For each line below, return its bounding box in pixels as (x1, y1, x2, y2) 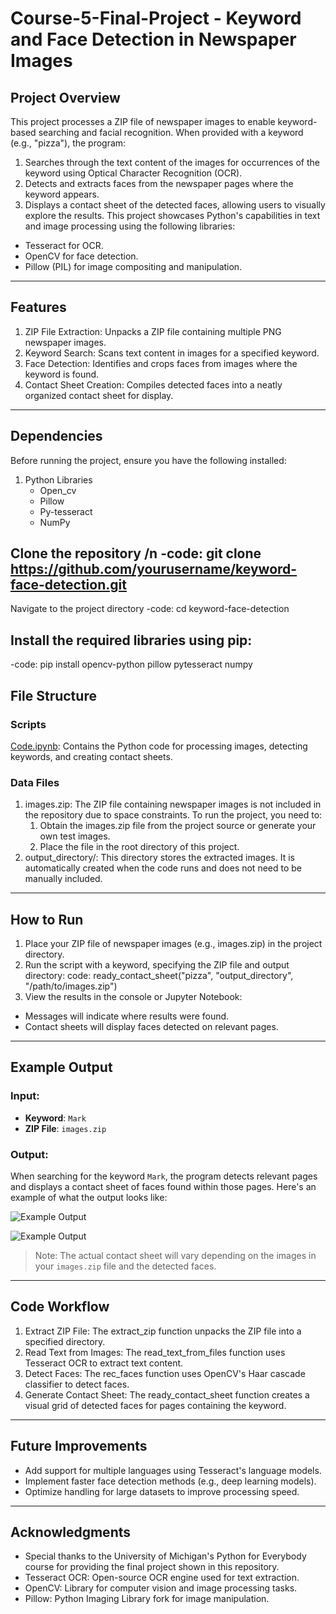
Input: (10, 1089, 40, 1103)
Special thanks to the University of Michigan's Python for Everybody (24, 1550, 307, 1562)
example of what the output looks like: (10, 1192, 168, 1204)
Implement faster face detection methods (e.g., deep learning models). (24, 1475, 317, 1487)
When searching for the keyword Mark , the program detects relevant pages (10, 1170, 318, 1182)
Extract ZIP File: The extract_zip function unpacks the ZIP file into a (24, 1325, 302, 1337)
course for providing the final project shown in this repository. (24, 1561, 280, 1573)
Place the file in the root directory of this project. (39, 841, 240, 853)
